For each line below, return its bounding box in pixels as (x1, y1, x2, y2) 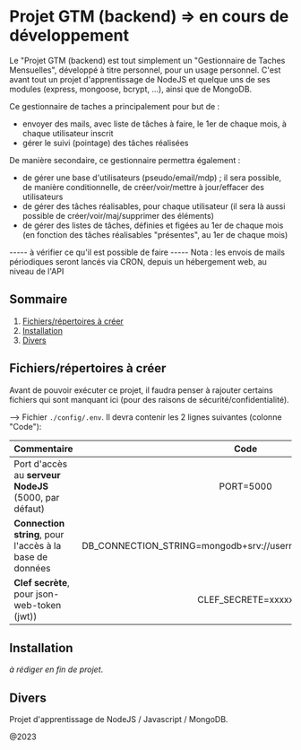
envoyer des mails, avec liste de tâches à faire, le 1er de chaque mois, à (21, 118, 287, 129)
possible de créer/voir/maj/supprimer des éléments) (21, 210, 215, 221)
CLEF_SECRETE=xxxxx (196, 593, 294, 606)
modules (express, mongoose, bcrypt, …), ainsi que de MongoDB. (9, 83, 253, 94)
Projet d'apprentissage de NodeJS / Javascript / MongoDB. (9, 714, 228, 725)
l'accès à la (13, 539, 62, 552)
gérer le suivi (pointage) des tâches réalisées (21, 137, 189, 148)
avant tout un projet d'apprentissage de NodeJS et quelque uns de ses (9, 74, 271, 84)
